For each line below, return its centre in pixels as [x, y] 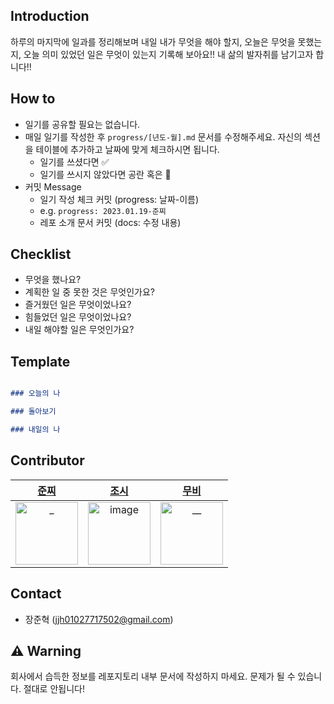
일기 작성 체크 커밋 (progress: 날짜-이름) [119, 199]
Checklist [41, 254]
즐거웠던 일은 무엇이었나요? [78, 305]
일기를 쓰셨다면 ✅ [74, 161]
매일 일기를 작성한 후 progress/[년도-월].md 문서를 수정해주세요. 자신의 [163, 136]
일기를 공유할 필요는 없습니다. [82, 124]
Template [40, 361]
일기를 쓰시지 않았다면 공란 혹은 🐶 [105, 174]
